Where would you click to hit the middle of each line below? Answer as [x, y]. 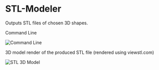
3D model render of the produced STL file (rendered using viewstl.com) [80, 52]
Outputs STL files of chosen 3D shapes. [47, 23]
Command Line [21, 32]
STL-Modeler [33, 9]
